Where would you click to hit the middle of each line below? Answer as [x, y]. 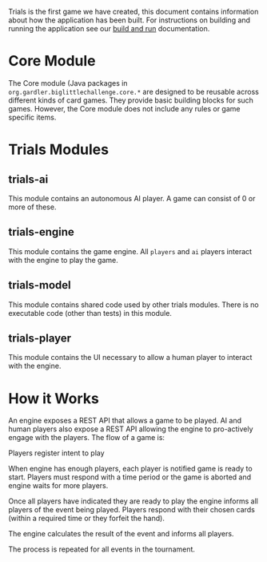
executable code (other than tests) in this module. [90, 313]
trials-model [40, 285]
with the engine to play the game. [63, 260]
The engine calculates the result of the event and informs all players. [121, 534]
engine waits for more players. [58, 486]
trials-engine [41, 232]
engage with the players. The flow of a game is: [87, 438]
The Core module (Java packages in [68, 83]
